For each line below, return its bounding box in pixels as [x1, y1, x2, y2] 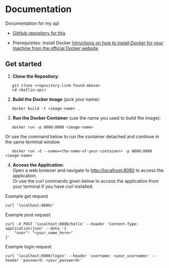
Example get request [5, 193, 48, 199]
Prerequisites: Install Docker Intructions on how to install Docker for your [12, 39, 163, 46]
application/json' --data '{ [5, 226, 67, 231]
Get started [5, 60, 42, 69]
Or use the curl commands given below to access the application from [12, 178, 159, 184]
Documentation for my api [5, 20, 60, 26]
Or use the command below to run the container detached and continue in [5, 133, 159, 139]
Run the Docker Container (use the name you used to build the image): [12, 115, 161, 121]
